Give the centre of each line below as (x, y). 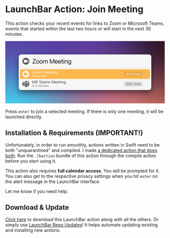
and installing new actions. (33, 230)
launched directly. (24, 117)
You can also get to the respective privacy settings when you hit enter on (81, 176)
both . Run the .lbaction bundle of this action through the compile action (81, 156)
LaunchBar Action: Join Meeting (74, 9)
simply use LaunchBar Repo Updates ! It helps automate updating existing (81, 225)
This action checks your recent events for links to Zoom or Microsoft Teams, (85, 23)
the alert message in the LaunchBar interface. (53, 182)
